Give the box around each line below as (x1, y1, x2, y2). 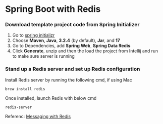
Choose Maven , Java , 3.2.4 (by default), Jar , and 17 (12, 38, 120, 43)
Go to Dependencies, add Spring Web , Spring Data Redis (12, 43, 131, 49)
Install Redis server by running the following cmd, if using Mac (5, 77, 132, 83)
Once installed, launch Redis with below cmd (5, 95, 97, 101)
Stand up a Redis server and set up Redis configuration (5, 66, 140, 73)
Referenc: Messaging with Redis (5, 113, 71, 119)
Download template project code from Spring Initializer (5, 21, 140, 28)
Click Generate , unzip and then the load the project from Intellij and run (12, 48, 159, 54)
